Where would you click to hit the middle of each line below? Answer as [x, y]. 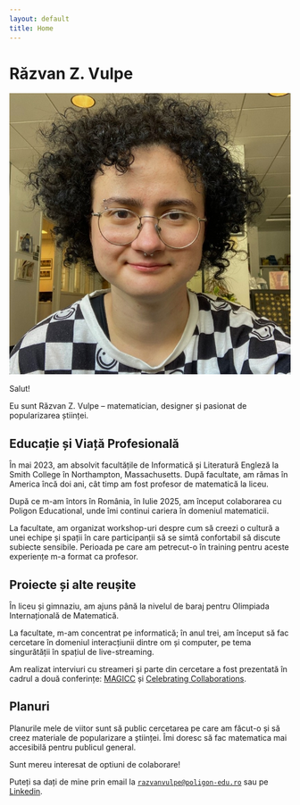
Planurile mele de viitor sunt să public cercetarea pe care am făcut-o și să [145, 728]
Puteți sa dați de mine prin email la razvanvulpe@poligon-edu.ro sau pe [139, 782]
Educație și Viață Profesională [95, 443]
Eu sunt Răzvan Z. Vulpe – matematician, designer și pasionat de [128, 406]
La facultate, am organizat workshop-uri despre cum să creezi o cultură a [144, 528]
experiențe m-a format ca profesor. [74, 557]
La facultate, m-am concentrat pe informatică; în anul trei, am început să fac [149, 633]
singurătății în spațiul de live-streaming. [82, 652]
